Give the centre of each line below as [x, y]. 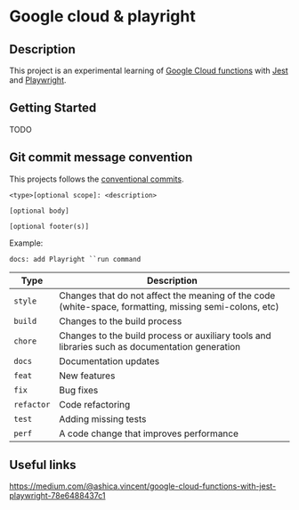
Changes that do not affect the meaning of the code [167, 295]
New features [87, 376]
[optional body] [39, 211]
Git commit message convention [101, 158]
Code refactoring [95, 404]
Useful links [43, 465]
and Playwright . [38, 80]
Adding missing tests [103, 418]
